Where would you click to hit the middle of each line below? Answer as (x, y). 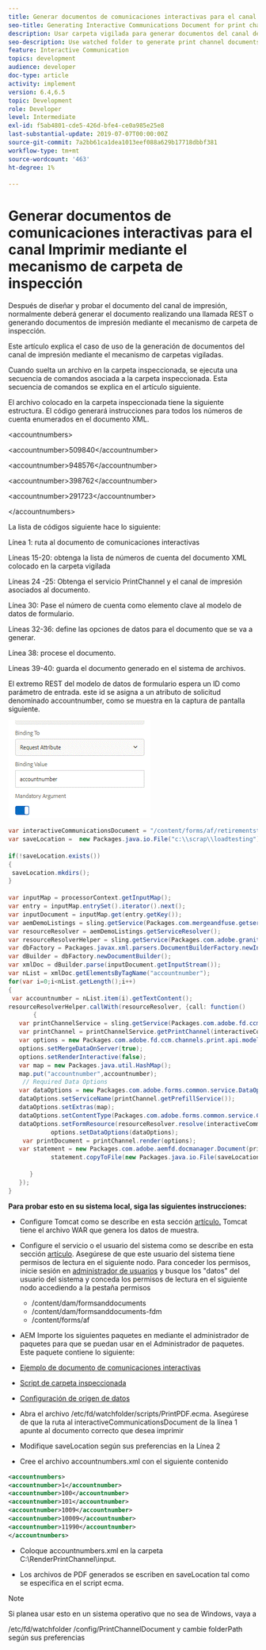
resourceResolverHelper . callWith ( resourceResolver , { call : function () (127, 1007)
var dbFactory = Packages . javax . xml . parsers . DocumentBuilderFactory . (125, 948)
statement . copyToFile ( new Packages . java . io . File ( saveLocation (155, 1158)
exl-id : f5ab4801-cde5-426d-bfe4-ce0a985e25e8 (86, 126)
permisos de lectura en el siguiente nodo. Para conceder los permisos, (135, 1262)
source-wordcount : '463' (49, 159)
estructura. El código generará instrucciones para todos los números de (125, 411)
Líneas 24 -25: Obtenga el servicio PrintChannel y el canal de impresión (125, 582)
